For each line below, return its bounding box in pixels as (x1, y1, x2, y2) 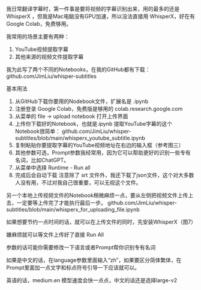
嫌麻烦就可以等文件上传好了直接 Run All (6, 231, 104, 238)
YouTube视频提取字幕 (14, 46, 69, 53)
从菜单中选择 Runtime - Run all (14, 164, 91, 171)
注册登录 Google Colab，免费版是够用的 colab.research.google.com (14, 105, 183, 112)
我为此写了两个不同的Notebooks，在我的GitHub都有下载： (6, 66, 151, 73)
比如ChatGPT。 (31, 156, 70, 164)
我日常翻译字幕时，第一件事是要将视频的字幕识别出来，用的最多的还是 (6, 5, 180, 12)
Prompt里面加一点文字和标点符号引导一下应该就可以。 (6, 264, 140, 271)
